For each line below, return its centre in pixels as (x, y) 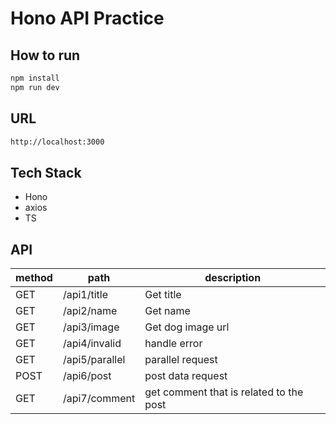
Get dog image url (187, 327)
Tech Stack (46, 172)
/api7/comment (99, 399)
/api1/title (85, 295)
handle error (173, 344)
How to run (45, 55)
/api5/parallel (94, 360)
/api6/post (87, 376)
